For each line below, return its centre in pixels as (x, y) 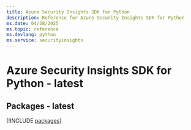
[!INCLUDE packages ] (34, 121)
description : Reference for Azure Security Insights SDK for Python (95, 18)
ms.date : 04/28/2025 (33, 23)
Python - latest (45, 84)
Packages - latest (40, 106)
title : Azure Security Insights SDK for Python (68, 12)
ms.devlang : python (31, 35)
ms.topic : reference (33, 29)
